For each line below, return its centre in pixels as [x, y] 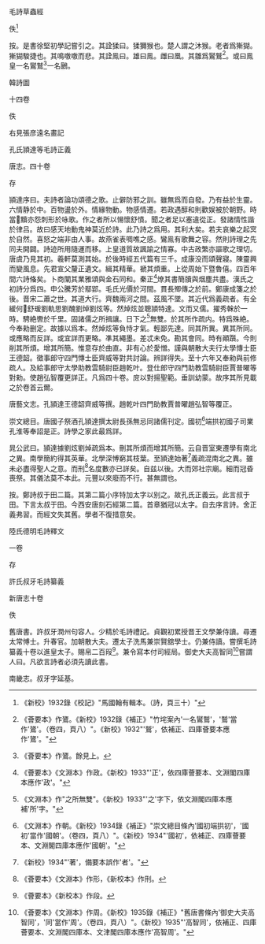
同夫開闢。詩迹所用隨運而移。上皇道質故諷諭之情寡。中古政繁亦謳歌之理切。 [133, 249]
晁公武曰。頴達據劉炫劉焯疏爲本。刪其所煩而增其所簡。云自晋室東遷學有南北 [133, 448]
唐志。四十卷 [29, 166]
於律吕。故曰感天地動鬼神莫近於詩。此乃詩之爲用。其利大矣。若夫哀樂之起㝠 [133, 229]
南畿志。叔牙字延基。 [43, 678]
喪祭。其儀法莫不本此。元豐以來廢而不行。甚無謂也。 [95, 478]
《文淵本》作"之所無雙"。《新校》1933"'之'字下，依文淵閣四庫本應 [126, 799]
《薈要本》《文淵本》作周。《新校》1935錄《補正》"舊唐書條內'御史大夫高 [137, 912]
